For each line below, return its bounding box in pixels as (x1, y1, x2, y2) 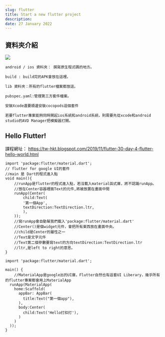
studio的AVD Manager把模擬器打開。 (5, 118, 73, 124)
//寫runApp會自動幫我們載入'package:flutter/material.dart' (14, 219, 134, 224)
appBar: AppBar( (18, 291, 52, 296)
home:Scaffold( (14, 286, 46, 292)
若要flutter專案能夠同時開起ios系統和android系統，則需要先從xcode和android (5, 113, 152, 118)
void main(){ (5, 175, 32, 181)
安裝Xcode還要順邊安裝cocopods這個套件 (5, 103, 79, 109)
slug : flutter (5, 7, 35, 12)
